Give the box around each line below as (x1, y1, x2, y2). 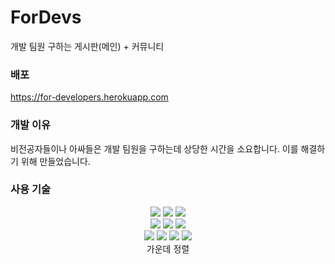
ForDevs (10, 6, 82, 29)
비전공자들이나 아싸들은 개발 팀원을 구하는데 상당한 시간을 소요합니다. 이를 (10, 142, 299, 155)
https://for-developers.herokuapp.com (10, 91, 169, 103)
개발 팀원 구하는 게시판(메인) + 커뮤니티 (10, 40, 165, 52)
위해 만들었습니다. (20, 155, 91, 167)
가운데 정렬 (146, 242, 190, 255)
